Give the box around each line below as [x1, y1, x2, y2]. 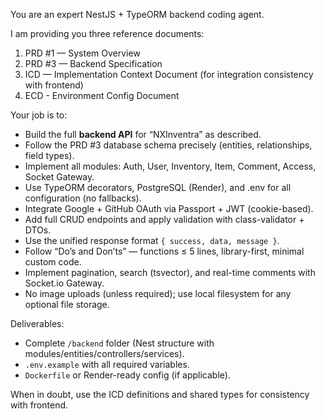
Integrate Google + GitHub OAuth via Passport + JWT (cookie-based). [24, 203, 314, 214]
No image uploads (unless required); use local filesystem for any [24, 288, 292, 299]
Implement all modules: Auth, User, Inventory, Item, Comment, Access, [24, 160, 317, 172]
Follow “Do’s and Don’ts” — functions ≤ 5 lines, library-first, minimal [24, 245, 305, 257]
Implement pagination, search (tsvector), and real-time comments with [24, 267, 316, 278]
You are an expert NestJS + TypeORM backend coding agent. [10, 9, 265, 20]
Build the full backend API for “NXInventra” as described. [24, 129, 262, 140]
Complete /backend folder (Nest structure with [24, 337, 215, 349]
